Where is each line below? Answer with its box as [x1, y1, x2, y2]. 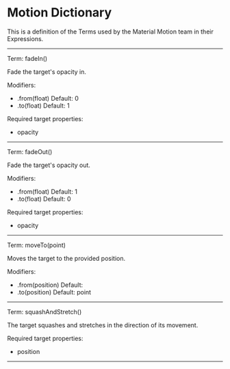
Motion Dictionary [7, 5, 112, 21]
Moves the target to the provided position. [7, 254, 126, 262]
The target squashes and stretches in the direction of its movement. [7, 320, 199, 329]
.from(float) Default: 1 [16, 187, 77, 196]
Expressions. [7, 34, 44, 42]
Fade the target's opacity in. [7, 67, 87, 76]
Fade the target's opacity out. [7, 161, 91, 169]
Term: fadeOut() [7, 147, 53, 155]
